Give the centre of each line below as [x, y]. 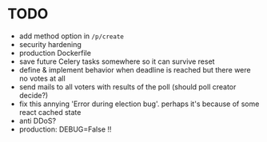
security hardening [50, 44]
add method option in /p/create [72, 36]
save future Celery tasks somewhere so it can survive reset [117, 61]
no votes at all [42, 78]
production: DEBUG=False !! [65, 129]
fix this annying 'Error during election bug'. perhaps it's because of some [139, 104]
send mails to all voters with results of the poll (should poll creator [128, 87]
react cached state [50, 112]
